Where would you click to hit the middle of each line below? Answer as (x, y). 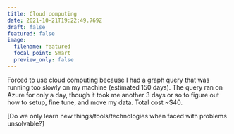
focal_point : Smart (42, 54)
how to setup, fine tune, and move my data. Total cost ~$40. (95, 102)
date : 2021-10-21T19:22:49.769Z (55, 20)
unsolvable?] (26, 123)
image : (17, 40)
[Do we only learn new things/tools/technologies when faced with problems (117, 116)
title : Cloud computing (42, 14)
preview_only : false (44, 60)
